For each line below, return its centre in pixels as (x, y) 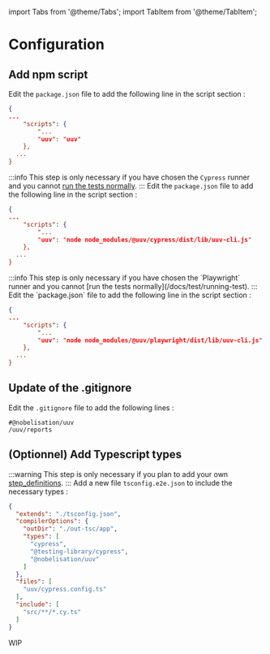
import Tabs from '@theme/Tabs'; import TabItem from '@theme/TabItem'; (133, 12)
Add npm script (48, 74)
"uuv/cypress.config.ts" (65, 589)
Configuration (57, 45)
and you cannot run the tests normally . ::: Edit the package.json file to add (131, 186)
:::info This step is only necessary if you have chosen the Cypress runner (129, 177)
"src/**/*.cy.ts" (52, 612)
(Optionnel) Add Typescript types (95, 455)
